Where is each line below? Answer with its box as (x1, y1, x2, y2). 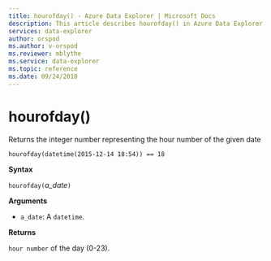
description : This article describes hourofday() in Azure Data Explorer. (8, 20, 267, 28)
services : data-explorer (8, 27, 92, 35)
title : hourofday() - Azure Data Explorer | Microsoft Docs (8, 11, 217, 20)
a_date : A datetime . (19, 211, 85, 221)
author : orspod (8, 34, 60, 43)
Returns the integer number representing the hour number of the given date (8, 134, 261, 144)
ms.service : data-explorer (8, 58, 100, 66)
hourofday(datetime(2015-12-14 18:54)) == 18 (8, 150, 165, 159)
